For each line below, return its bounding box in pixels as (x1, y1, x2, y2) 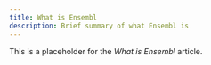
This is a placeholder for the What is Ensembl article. (9, 45, 203, 56)
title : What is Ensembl (9, 12, 98, 22)
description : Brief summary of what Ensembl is (9, 21, 190, 30)
